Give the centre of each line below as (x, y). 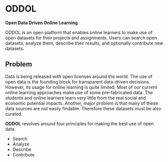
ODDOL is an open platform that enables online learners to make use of (79, 32)
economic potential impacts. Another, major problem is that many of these (82, 103)
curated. (14, 114)
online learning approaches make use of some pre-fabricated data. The (79, 92)
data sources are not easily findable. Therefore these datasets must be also (83, 108)
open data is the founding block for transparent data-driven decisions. (78, 82)
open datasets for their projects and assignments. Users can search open (81, 38)
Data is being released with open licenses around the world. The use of (79, 76)
